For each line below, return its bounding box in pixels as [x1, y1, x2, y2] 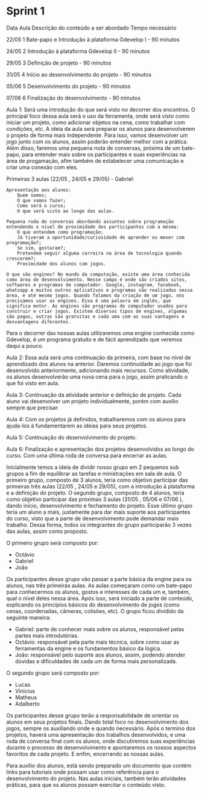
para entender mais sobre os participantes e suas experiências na [22, 151, 186, 158]
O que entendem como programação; [17, 229, 104, 235]
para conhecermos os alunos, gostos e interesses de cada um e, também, [6, 588, 191, 595]
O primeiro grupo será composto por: [6, 539, 99, 546]
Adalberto [14, 700, 40, 707]
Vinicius [14, 687, 35, 695]
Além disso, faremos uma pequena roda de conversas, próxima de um [6, 144, 181, 151]
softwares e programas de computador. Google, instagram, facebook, [6, 282, 182, 288]
